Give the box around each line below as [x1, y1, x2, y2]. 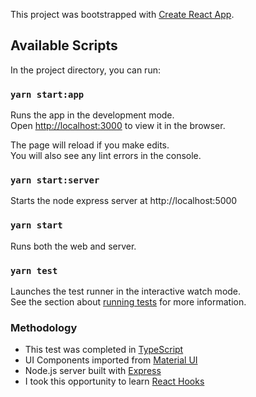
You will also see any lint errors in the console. [10, 150, 202, 162]
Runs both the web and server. [10, 240, 137, 252]
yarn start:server [10, 175, 100, 186]
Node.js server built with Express [24, 365, 162, 377]
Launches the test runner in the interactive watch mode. [10, 285, 242, 297]
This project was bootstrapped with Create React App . [10, 9, 235, 20]
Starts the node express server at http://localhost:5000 [10, 195, 238, 207]
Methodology [10, 320, 78, 334]
